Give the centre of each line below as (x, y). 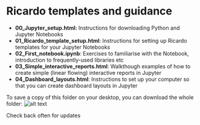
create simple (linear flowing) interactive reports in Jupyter (88, 72)
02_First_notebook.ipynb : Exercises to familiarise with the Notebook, (102, 53)
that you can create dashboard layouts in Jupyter (76, 85)
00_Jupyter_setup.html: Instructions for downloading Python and (97, 28)
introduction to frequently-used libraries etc (69, 60)
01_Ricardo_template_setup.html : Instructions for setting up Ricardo (101, 40)
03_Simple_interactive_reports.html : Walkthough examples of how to (103, 66)
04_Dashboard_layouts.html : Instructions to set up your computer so (102, 79)
